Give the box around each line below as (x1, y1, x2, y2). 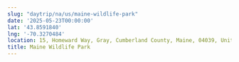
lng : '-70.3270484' (7, 30, 65, 38)
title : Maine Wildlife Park (7, 43, 91, 51)
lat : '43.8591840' (7, 24, 62, 31)
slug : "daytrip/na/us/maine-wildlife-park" (7, 10, 139, 18)
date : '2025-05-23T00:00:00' (7, 17, 94, 24)
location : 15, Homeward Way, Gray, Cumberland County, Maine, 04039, (7, 37, 218, 44)
